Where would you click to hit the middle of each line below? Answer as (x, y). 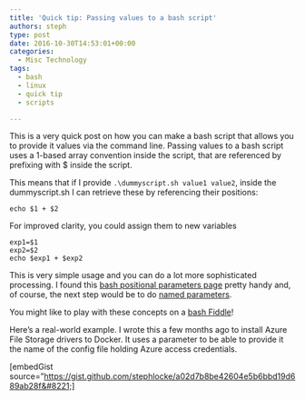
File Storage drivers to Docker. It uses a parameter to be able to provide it (147, 340)
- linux (32, 85)
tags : (20, 69)
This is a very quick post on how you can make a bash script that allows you (152, 136)
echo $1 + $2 (34, 209)
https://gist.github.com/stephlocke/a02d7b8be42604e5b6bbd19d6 (170, 376)
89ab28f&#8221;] (42, 386)
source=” (27, 376)
